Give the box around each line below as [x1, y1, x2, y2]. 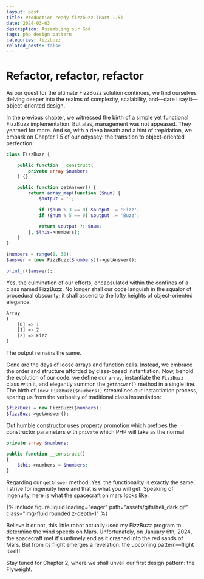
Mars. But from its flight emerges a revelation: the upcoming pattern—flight [6, 541, 194, 549]
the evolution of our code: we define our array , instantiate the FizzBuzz [6, 374, 184, 382]
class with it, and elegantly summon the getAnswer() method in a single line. [6, 380, 196, 388]
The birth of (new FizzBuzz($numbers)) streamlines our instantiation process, [6, 387, 199, 394]
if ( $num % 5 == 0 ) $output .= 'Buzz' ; [38, 212, 140, 219]
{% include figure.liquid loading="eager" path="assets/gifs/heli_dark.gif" [6, 504, 189, 511]
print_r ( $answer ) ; [6, 268, 53, 274]
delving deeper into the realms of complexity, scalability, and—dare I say [6, 95, 188, 103]
